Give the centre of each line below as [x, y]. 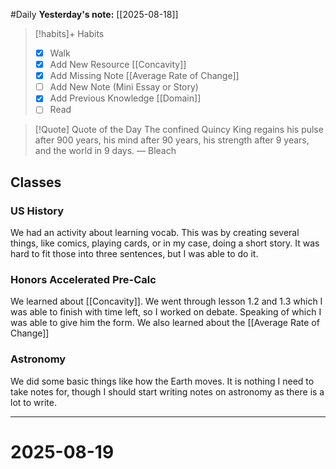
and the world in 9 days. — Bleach [105, 151]
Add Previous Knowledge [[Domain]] [125, 98]
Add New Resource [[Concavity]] [118, 65]
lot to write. [33, 402]
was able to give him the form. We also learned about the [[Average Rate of [165, 323]
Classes [36, 182]
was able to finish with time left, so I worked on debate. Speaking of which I [166, 312]
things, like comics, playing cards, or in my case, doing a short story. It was [165, 243]
